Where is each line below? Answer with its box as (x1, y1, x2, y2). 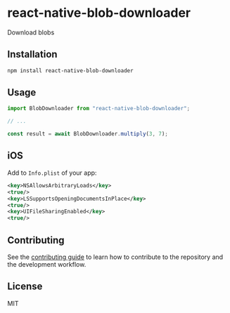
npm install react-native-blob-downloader (7, 67, 134, 74)
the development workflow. (7, 260, 87, 268)
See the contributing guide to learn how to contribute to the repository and (7, 253, 224, 261)
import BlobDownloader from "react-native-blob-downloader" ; (7, 105, 191, 112)
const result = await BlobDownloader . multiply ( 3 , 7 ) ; (7, 131, 169, 138)
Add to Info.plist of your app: (7, 168, 97, 177)
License (7, 281, 43, 293)
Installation (7, 48, 58, 60)
